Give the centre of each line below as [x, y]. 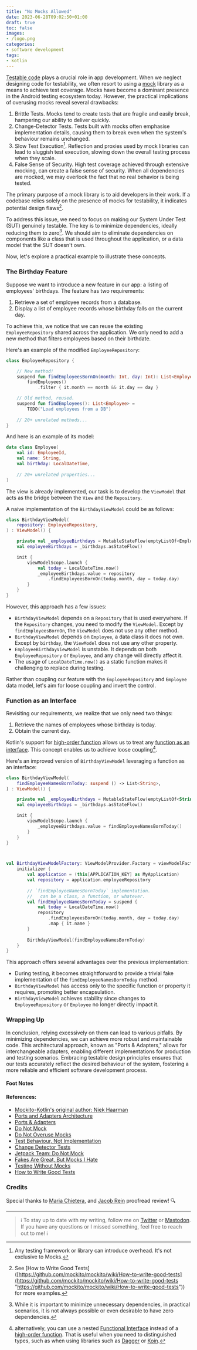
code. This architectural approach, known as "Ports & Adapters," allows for [96, 1045]
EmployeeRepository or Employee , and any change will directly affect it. [98, 655]
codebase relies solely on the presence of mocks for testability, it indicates [96, 201]
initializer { [34, 869]
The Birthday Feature [37, 272]
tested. [23, 183]
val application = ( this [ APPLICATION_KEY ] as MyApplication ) [103, 875]
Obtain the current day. [43, 731]
